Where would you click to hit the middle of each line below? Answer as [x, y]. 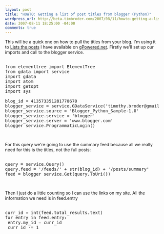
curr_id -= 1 [23, 228]
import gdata [21, 77]
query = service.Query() [35, 164]
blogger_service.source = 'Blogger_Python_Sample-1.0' [72, 111]
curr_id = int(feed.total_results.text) [54, 213]
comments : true [20, 28]
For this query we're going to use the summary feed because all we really [79, 145]
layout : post [18, 10]
